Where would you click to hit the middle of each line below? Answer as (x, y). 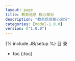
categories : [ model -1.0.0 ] (34, 24)
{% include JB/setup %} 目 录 (36, 44)
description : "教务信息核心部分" (38, 19)
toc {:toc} (23, 54)
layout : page (19, 10)
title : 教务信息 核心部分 (30, 15)
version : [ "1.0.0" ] (26, 29)
